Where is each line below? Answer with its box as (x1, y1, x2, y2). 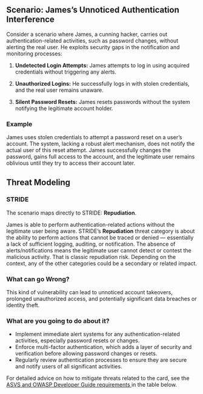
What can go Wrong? (6, 275, 70, 283)
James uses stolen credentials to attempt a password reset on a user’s (6, 134, 182, 141)
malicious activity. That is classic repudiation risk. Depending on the (6, 253, 176, 260)
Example (6, 120, 33, 128)
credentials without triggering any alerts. (15, 68, 117, 75)
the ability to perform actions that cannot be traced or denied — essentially (6, 233, 194, 241)
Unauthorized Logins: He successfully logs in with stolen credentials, (15, 80, 190, 87)
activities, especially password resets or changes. (15, 337, 140, 344)
